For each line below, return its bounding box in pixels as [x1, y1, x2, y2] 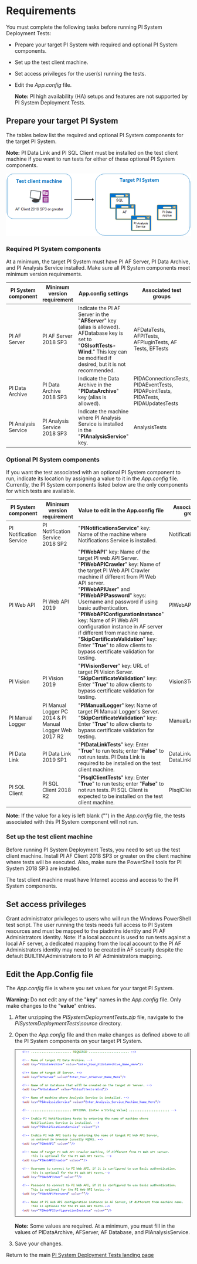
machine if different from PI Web [78, 573, 157, 580]
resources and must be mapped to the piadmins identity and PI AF [6, 927, 166, 935]
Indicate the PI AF [78, 304, 121, 311]
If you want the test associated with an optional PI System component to [6, 469, 181, 476]
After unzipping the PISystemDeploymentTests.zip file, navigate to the [14, 1014, 184, 1021]
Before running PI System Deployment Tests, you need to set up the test [6, 846, 181, 853]
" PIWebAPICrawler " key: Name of [78, 561, 161, 568]
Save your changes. [14, 1240, 63, 1247]
